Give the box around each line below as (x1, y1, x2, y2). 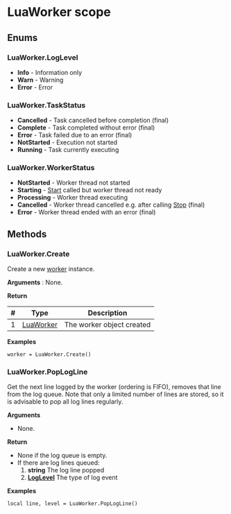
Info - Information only (17, 68, 83, 76)
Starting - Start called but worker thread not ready (17, 186, 162, 194)
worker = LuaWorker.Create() (7, 351, 92, 358)
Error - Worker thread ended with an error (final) (17, 208, 156, 216)
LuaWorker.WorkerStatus (7, 163, 95, 173)
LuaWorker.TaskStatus (7, 100, 86, 110)
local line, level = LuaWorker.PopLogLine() (7, 500, 138, 507)
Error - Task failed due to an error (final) (17, 131, 132, 139)
